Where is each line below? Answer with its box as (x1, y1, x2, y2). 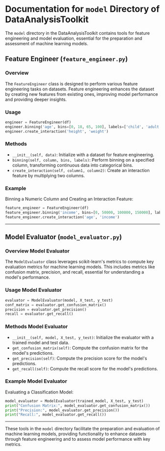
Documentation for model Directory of (5, 3, 160, 15)
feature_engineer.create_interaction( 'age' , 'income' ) (5, 215, 120, 220)
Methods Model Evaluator (5, 323, 68, 330)
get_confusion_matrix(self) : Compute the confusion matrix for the (12, 345, 148, 351)
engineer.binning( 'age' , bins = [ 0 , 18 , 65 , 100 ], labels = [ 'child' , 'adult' (5, 124, 162, 129)
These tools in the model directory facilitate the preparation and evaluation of (5, 426, 160, 432)
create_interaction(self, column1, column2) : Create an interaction (12, 167, 150, 173)
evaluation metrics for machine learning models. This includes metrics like (5, 264, 155, 270)
